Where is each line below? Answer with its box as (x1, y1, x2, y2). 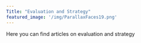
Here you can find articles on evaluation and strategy (6, 30, 135, 37)
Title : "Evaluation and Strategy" (6, 8, 91, 15)
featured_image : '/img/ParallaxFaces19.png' (6, 14, 117, 20)
